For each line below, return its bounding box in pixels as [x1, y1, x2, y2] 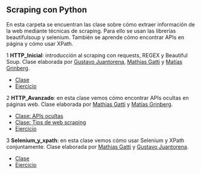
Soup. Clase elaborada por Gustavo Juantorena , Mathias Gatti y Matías [6, 58, 183, 65]
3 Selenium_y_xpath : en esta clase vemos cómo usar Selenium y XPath [6, 137, 185, 144]
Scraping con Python [6, 5, 88, 15]
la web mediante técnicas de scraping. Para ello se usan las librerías [6, 27, 176, 34]
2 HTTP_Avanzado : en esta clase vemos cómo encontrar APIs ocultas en [6, 94, 189, 101]
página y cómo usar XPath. [6, 40, 74, 47]
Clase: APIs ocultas [14, 112, 63, 119]
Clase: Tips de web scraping [14, 119, 86, 126]
